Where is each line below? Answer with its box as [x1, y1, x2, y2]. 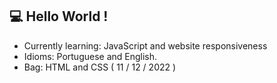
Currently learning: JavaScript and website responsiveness [23, 39, 268, 52]
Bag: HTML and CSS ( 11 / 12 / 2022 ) [23, 61, 177, 73]
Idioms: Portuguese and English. [23, 50, 158, 62]
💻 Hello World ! [9, 8, 109, 25]
